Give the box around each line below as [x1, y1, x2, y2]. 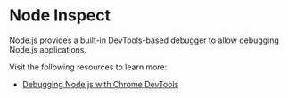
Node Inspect [9, 5, 111, 26]
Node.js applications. [9, 44, 87, 54]
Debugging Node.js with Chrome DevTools [21, 78, 179, 89]
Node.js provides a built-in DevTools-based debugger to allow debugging [9, 35, 279, 45]
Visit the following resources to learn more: [9, 61, 168, 72]
